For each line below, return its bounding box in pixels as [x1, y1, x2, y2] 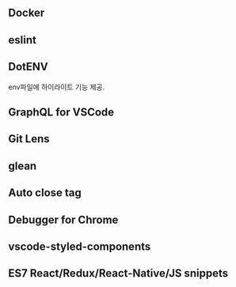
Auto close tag [8, 186, 82, 200]
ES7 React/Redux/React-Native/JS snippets [8, 266, 228, 280]
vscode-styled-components [8, 240, 151, 253]
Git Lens [8, 132, 50, 145]
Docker [8, 6, 45, 20]
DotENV [8, 60, 49, 74]
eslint [8, 33, 37, 47]
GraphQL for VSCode [8, 105, 115, 119]
